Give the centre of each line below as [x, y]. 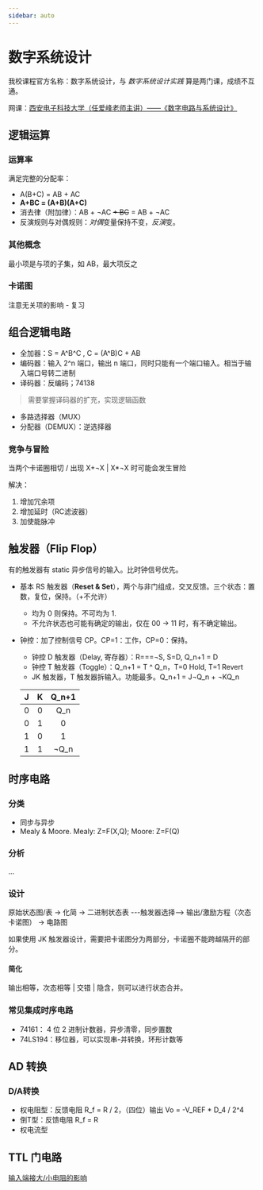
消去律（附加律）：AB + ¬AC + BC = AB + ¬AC [95, 212]
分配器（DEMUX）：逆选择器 [65, 427]
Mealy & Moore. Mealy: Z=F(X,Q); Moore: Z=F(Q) [99, 832]
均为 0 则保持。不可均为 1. [74, 613]
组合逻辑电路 [40, 332]
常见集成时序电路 [41, 1010]
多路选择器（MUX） [52, 416]
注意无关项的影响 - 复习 [47, 305]
